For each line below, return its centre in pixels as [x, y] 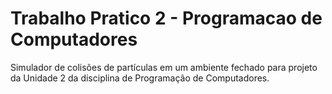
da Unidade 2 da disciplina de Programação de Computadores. [140, 78]
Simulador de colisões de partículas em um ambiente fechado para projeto [164, 67]
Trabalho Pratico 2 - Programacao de [166, 18]
